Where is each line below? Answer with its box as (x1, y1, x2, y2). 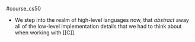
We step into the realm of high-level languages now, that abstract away (14, 17, 190, 23)
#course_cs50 (6, 5, 41, 12)
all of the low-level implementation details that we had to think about (14, 23, 182, 30)
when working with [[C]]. (14, 29, 76, 36)
